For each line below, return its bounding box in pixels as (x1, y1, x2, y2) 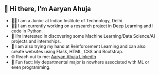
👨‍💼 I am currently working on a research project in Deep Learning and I (11, 23, 154, 29)
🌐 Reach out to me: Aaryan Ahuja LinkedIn (11, 54, 96, 60)
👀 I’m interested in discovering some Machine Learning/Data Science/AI (11, 33, 155, 39)
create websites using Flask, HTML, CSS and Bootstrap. (11, 48, 124, 54)
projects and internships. (11, 38, 61, 44)
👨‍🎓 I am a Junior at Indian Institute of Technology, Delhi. (11, 17, 124, 23)
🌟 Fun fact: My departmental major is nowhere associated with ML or (11, 59, 150, 65)
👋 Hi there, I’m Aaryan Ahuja (4, 5, 91, 13)
